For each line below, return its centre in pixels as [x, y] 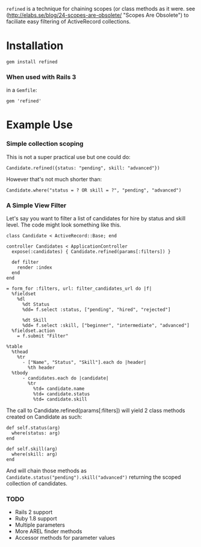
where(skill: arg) [35, 454]
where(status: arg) [36, 433]
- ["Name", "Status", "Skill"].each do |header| [84, 363]
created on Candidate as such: [44, 417]
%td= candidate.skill [60, 399]
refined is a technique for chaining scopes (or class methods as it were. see [101, 9]
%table [14, 347]
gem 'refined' [24, 101]
